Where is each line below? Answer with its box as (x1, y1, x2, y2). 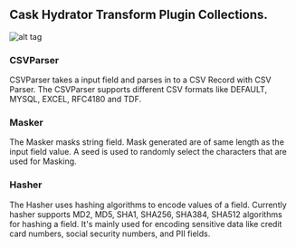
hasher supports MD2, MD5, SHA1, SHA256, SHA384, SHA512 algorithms (9, 208, 282, 220)
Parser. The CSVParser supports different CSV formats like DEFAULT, (9, 84, 268, 95)
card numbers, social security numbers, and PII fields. (9, 228, 211, 239)
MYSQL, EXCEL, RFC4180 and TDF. (9, 94, 142, 105)
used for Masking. (9, 156, 77, 167)
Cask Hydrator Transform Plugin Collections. (9, 7, 269, 23)
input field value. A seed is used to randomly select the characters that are (9, 147, 288, 157)
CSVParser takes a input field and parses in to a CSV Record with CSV (9, 74, 272, 85)
